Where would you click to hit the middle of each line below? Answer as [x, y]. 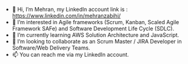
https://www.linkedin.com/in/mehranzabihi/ [66, 16]
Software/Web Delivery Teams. [51, 48]
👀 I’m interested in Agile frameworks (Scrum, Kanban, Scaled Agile [96, 22]
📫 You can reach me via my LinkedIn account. [70, 55]
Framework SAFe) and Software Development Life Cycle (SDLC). [93, 28]
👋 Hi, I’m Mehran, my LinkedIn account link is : [70, 9]
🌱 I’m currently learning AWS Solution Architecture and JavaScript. [96, 35]
